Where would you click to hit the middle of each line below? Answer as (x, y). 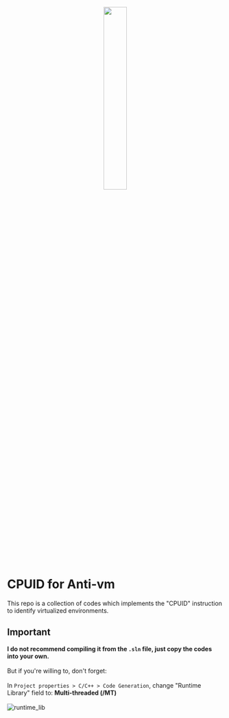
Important (29, 632)
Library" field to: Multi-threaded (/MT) (62, 693)
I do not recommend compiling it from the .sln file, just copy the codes (110, 649)
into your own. (28, 656)
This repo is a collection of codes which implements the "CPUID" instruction (115, 603)
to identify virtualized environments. (58, 610)
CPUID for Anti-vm (61, 584)
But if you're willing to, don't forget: (57, 671)
